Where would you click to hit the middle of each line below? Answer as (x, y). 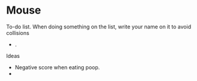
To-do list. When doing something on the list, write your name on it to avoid (99, 27)
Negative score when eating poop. (57, 67)
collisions (18, 33)
